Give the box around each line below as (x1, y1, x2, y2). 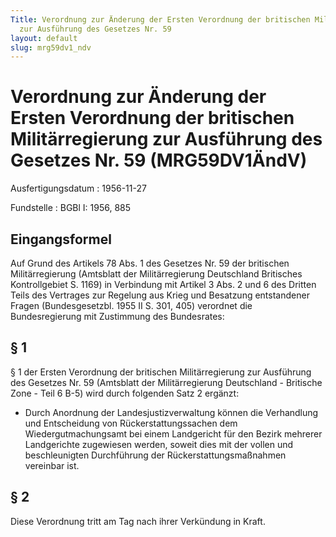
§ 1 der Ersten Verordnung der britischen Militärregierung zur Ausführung (10, 366, 312, 378)
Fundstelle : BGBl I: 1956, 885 (10, 202, 132, 214)
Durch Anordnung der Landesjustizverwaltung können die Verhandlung (24, 406, 319, 418)
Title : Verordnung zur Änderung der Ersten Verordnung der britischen (10, 14, 311, 25)
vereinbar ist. (24, 459, 80, 471)
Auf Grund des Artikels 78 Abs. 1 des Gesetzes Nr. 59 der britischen (10, 257, 290, 269)
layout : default (10, 33, 78, 43)
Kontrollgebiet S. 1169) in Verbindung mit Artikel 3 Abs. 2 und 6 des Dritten (10, 279, 317, 290)
